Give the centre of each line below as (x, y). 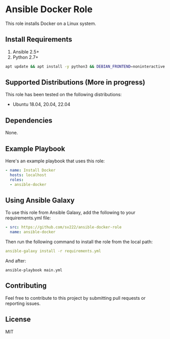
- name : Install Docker (31, 171)
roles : (17, 180)
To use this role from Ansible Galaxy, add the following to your (70, 213)
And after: (16, 261)
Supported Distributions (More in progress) (75, 82)
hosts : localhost (28, 175)
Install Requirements (39, 39)
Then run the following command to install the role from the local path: (79, 242)
